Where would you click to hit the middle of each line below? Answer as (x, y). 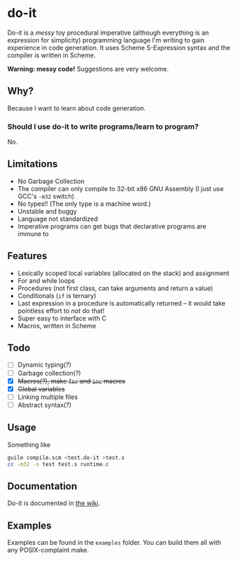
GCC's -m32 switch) (46, 196)
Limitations (33, 164)
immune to (33, 233)
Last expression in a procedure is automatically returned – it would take (121, 303)
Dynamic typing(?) (45, 365)
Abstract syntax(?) (45, 405)
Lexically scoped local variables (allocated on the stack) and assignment (123, 273)
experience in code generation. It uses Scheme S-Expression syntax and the (119, 47)
